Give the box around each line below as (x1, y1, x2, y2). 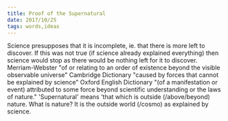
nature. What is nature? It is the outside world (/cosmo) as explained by (7, 100, 209, 109)
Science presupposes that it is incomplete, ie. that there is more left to (7, 42, 205, 50)
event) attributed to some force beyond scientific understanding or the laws (7, 85, 221, 93)
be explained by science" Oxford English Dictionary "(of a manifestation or (7, 78, 218, 87)
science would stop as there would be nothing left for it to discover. (7, 56, 198, 65)
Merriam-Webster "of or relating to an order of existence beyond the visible (7, 63, 220, 72)
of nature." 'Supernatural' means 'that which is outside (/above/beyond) (7, 93, 211, 101)
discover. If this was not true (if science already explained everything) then (7, 49, 219, 57)
